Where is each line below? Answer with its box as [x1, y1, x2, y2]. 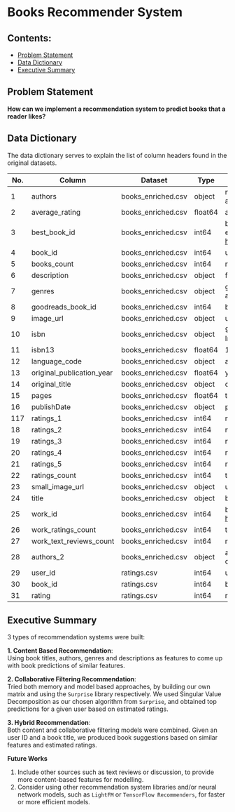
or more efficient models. [17, 798, 91, 806]
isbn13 [31, 345, 55, 354]
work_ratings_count [31, 524, 97, 534]
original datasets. [7, 159, 57, 167]
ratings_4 [31, 447, 62, 457]
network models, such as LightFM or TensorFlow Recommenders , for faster [17, 790, 225, 799]
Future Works [7, 754, 48, 763]
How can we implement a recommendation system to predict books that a [7, 105, 226, 113]
